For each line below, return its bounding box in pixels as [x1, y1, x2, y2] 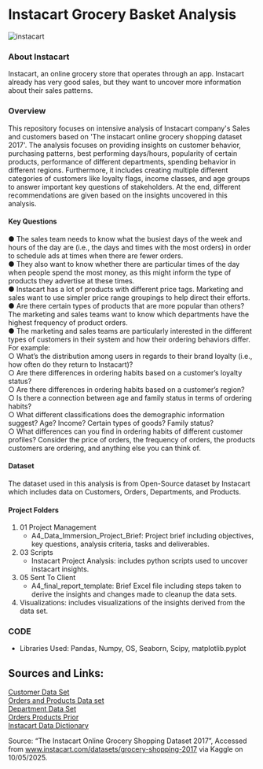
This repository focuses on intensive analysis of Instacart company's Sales [8, 124, 250, 133]
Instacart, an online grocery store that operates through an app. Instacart [8, 69, 245, 79]
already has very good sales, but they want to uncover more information [8, 77, 242, 87]
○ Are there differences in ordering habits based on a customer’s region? [8, 384, 245, 394]
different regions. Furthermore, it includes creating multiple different [8, 165, 228, 175]
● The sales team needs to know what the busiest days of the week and [8, 234, 243, 243]
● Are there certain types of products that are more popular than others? [8, 301, 245, 310]
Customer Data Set [8, 687, 70, 697]
